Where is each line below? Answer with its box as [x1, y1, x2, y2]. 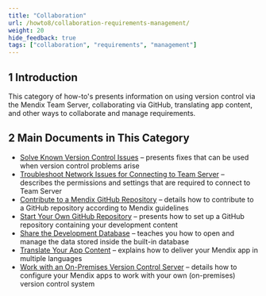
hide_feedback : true [8, 33, 77, 42]
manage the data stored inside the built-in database [19, 236, 189, 246]
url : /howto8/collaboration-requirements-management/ [8, 19, 191, 27]
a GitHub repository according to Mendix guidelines [19, 203, 189, 213]
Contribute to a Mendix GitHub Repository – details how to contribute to [19, 194, 254, 204]
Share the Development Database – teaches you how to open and [19, 228, 235, 238]
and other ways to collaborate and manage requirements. [8, 108, 196, 117]
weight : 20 [8, 26, 44, 34]
